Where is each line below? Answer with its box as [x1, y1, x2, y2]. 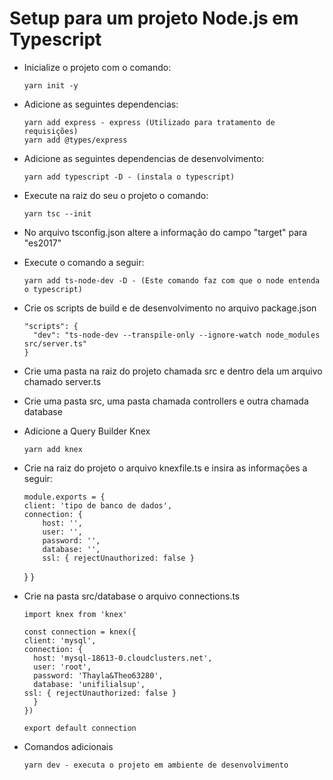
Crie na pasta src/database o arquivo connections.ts [23, 590, 241, 602]
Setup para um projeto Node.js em [9, 7, 299, 30]
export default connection [23, 723, 137, 733]
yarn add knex [23, 444, 83, 454]
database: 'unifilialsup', [33, 679, 146, 689]
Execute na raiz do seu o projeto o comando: [23, 189, 209, 201]
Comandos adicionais [23, 740, 114, 752]
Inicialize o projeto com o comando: [23, 61, 172, 73]
